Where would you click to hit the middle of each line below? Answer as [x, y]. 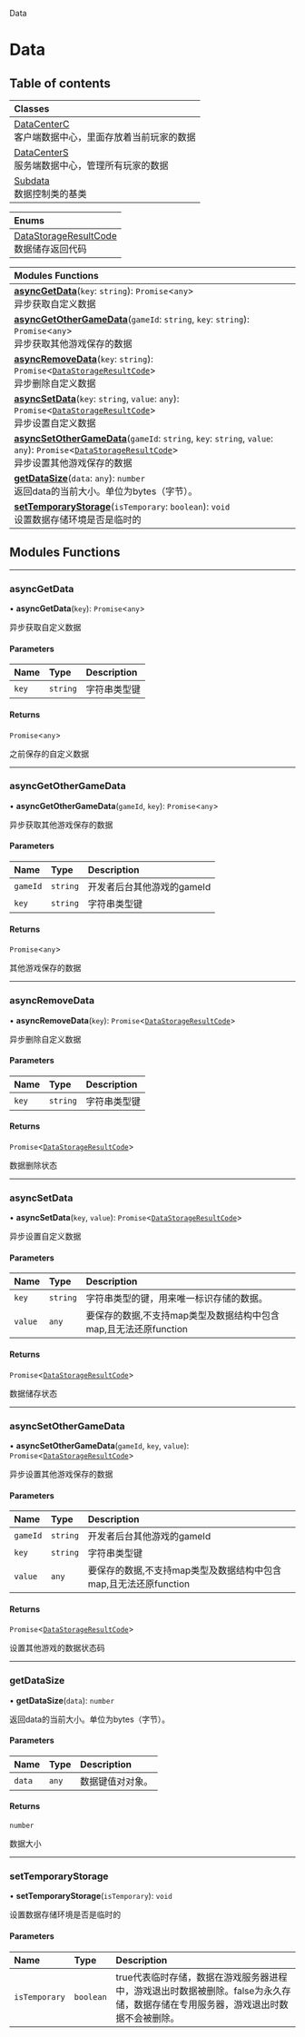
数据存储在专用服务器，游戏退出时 [207, 2004]
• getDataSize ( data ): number [62, 1700]
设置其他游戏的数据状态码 [57, 1648]
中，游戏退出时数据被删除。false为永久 [199, 1991]
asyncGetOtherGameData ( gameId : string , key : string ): [132, 319]
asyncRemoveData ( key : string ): [84, 359]
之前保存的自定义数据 [49, 754]
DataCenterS [41, 152]
